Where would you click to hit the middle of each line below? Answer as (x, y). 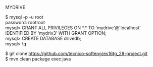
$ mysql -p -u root (24, 17)
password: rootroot (25, 22)
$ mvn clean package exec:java (38, 59)
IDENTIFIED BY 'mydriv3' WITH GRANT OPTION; (56, 33)
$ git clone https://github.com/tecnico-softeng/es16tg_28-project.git (76, 53)
